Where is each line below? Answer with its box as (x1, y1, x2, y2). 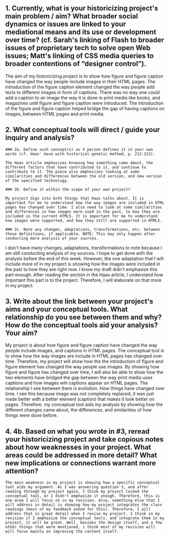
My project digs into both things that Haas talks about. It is (5, 195, 144, 201)
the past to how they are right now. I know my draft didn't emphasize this (5, 266, 158, 272)
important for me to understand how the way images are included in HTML (5, 200, 165, 205)
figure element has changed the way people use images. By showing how (5, 364, 160, 370)
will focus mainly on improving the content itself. (5, 529, 119, 534)
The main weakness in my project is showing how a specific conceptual (5, 480, 160, 485)
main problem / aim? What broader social (5, 12, 138, 21)
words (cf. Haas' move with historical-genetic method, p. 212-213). (5, 151, 156, 156)
